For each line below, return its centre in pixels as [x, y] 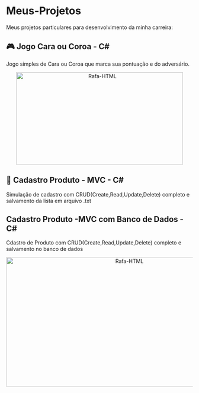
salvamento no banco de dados [45, 249]
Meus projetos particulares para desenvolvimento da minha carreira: [90, 27]
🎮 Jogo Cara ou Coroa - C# [58, 46]
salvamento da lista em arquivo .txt [49, 201]
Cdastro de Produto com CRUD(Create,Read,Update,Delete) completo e [94, 243]
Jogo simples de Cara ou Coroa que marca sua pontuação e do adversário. [98, 64]
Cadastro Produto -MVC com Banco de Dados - [95, 219]
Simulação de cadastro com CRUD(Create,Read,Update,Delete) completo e [98, 194]
